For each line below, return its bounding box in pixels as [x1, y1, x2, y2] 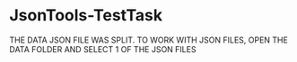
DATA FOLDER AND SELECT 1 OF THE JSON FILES [9, 43, 197, 54]
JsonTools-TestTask [9, 5, 163, 26]
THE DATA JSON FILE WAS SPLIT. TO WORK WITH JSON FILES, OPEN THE [9, 35, 289, 45]
